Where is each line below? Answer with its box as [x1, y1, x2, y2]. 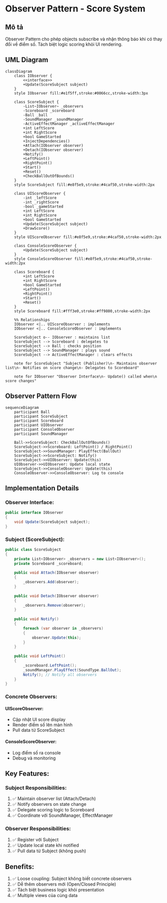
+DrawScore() [23, 226, 50, 231]
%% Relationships [14, 317, 50, 322]
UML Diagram [5, 56, 48, 64]
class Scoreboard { [14, 269, 55, 274]
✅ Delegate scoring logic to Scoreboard [12, 807, 95, 813]
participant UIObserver [14, 422, 64, 427]
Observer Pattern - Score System [5, 3, 146, 14]
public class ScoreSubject [5, 547, 61, 552]
